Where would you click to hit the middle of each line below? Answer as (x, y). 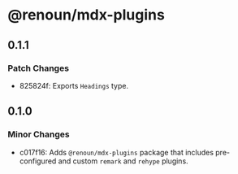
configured (38, 161)
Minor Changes (39, 134)
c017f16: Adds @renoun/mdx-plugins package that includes (117, 152)
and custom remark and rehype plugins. (123, 161)
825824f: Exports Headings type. (74, 85)
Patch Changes (39, 68)
